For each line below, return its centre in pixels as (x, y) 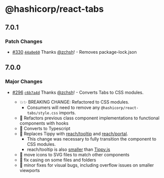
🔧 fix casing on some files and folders (58, 160)
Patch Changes (24, 41)
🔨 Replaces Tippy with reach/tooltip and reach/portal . (74, 134)
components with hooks (44, 123)
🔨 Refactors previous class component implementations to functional (89, 118)
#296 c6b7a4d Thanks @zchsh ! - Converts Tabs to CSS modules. (78, 92)
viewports (30, 170)
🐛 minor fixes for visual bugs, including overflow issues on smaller (87, 165)
